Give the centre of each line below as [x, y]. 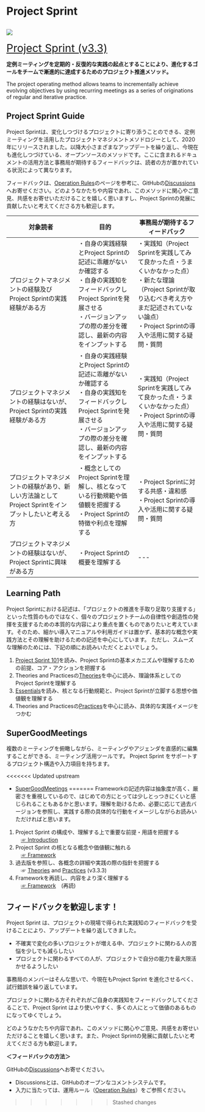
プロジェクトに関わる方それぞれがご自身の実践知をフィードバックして [94, 1000]
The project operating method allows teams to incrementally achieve [92, 84]
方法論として [40, 495]
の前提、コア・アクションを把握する [61, 668]
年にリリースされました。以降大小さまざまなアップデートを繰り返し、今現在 [103, 147]
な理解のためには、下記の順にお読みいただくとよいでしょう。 [84, 647]
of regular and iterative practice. [47, 97]
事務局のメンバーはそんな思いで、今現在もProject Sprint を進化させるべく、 [102, 979]
